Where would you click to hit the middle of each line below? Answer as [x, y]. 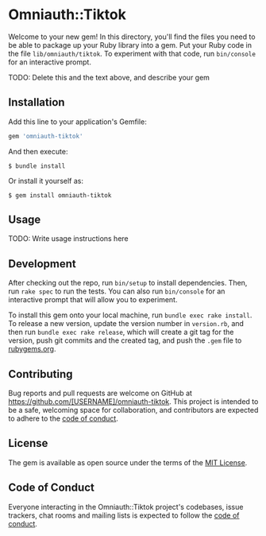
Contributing [40, 374]
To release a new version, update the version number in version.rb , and [126, 324]
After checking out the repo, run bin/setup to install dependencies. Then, [128, 283]
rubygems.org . [32, 349]
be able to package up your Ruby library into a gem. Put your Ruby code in [130, 45]
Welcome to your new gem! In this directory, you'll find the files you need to [132, 37]
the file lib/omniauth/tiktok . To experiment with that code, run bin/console [132, 53]
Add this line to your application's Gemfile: [77, 122]
